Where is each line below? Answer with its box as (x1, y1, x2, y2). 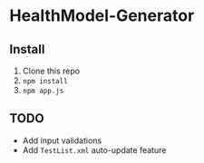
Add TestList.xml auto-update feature (22, 144, 167, 155)
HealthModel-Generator (9, 5, 195, 26)
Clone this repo (22, 65, 80, 76)
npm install (22, 77, 68, 86)
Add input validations (22, 135, 102, 146)
